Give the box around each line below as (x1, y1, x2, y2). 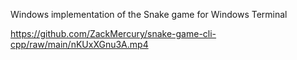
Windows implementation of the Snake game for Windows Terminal (10, 9, 288, 20)
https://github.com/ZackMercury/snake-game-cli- (10, 28, 217, 39)
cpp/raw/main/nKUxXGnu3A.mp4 (10, 39, 149, 50)
